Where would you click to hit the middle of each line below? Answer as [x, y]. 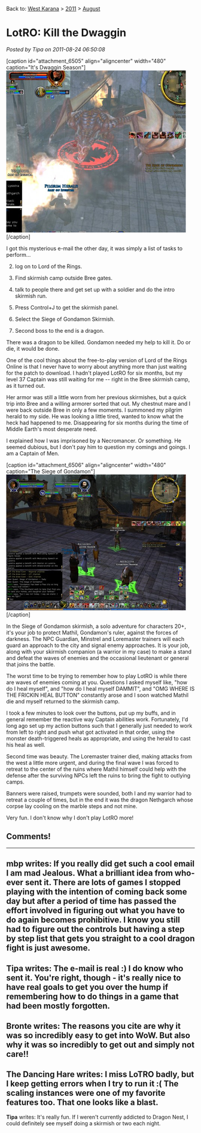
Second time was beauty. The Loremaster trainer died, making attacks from [99, 756]
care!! [17, 1054]
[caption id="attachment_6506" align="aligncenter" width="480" [86, 465]
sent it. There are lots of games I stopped [103, 883]
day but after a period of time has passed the [91, 901]
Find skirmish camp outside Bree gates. [63, 278]
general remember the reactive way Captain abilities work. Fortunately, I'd [97, 719]
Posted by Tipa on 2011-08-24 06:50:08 [56, 49]
